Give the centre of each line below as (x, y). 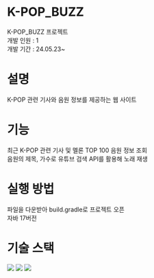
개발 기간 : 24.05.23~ (36, 49)
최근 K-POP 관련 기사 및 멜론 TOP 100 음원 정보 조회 (77, 150)
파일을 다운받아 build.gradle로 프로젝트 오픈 (66, 209)
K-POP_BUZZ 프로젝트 (38, 32)
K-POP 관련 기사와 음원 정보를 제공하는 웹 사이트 (72, 100)
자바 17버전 (22, 218)
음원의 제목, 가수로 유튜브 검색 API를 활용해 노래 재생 (78, 159)
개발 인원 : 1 (23, 40)
